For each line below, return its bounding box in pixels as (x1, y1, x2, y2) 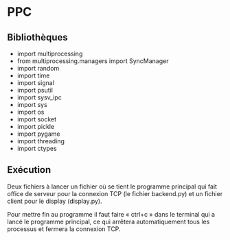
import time (16, 71, 50, 80)
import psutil (16, 86, 54, 94)
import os (16, 108, 45, 116)
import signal (16, 79, 55, 86)
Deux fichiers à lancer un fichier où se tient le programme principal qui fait (7, 182, 218, 191)
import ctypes (16, 145, 57, 152)
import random (16, 64, 60, 72)
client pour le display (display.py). (7, 197, 102, 205)
